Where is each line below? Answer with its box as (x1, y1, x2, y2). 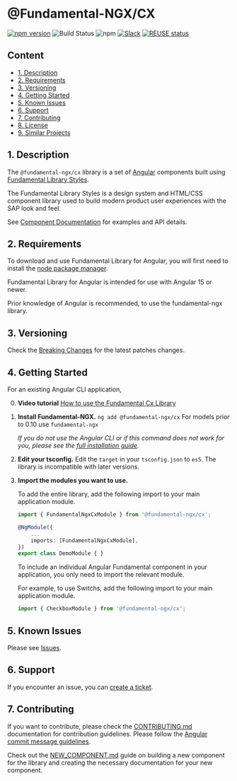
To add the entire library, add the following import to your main (17, 490, 200, 498)
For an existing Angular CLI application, (7, 385, 122, 394)
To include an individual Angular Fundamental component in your (17, 563, 207, 571)
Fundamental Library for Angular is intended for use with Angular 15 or (7, 278, 212, 286)
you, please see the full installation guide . (17, 441, 139, 450)
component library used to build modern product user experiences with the (7, 196, 226, 205)
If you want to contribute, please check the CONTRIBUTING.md (7, 722, 192, 730)
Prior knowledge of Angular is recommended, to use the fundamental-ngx (7, 299, 223, 307)
